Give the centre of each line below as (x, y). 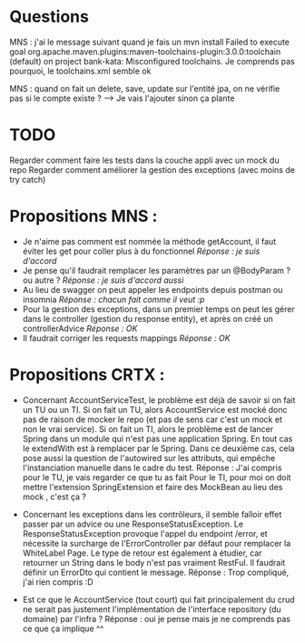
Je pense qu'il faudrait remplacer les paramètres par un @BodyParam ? (156, 270)
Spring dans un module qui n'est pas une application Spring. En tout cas (157, 438)
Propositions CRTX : (87, 375)
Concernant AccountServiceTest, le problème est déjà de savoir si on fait (159, 400)
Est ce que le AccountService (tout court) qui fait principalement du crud (158, 599)
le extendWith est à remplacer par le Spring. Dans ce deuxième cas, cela (158, 448)
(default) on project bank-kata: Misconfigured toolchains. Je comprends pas (152, 61)
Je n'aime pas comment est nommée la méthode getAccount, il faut (149, 241)
